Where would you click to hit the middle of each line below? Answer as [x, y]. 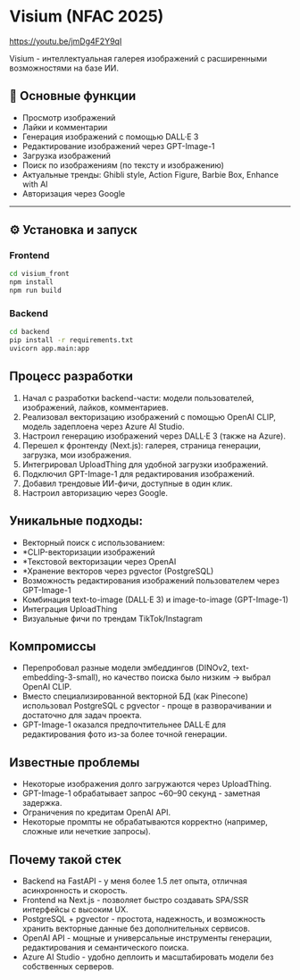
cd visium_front [39, 274]
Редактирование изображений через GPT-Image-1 [119, 146]
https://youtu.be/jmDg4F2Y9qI [66, 41]
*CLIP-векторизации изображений [88, 552]
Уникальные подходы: [76, 521]
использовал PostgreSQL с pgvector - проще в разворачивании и [147, 706]
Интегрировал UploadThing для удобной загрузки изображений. [145, 464]
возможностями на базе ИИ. [64, 68]
